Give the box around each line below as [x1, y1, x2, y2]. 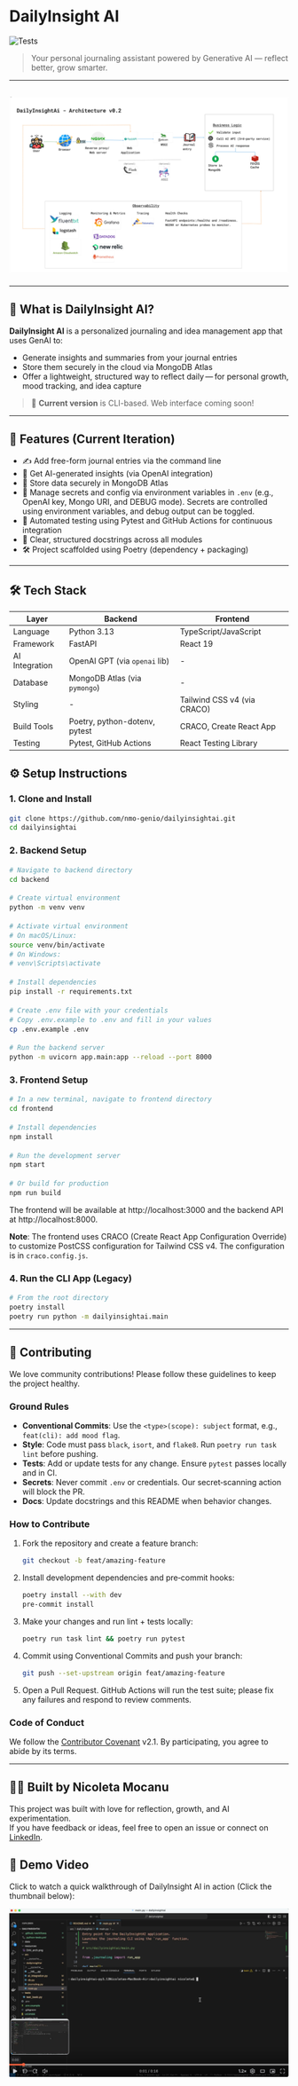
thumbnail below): [9, 1890, 75, 1901]
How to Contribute [9, 1517, 90, 1530]
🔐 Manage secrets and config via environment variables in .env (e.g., [21, 487, 274, 498]
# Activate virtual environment [9, 921, 129, 931]
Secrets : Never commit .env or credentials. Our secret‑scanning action [21, 1476, 282, 1487]
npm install [9, 1132, 53, 1141]
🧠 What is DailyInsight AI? [9, 302, 155, 317]
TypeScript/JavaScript [179, 626, 262, 636]
